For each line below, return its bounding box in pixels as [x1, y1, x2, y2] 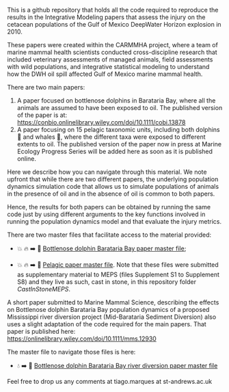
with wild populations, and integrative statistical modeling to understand [7, 63, 210, 70]
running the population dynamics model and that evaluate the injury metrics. [7, 218, 222, 225]
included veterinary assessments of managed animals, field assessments [7, 55, 213, 64]
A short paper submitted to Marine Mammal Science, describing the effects [7, 298, 219, 306]
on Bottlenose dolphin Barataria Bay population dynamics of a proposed [7, 306, 210, 313]
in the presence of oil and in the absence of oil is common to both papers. [7, 190, 215, 198]
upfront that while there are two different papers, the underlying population [7, 175, 219, 183]
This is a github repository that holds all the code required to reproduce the [7, 6, 219, 14]
